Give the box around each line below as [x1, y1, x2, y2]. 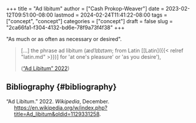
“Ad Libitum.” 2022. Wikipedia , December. [6, 97, 110, 105]
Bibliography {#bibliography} [6, 82, 117, 92]
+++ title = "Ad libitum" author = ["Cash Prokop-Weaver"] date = [6, 5, 165, 12]
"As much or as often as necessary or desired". [6, 36, 122, 42]
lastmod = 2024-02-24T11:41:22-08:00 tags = [54, 11, 168, 18]
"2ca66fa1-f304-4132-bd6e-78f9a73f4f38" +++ [6, 24, 125, 31]
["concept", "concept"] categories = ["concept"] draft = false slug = [6, 18, 173, 24]
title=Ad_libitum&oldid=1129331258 [14, 110, 99, 118]
